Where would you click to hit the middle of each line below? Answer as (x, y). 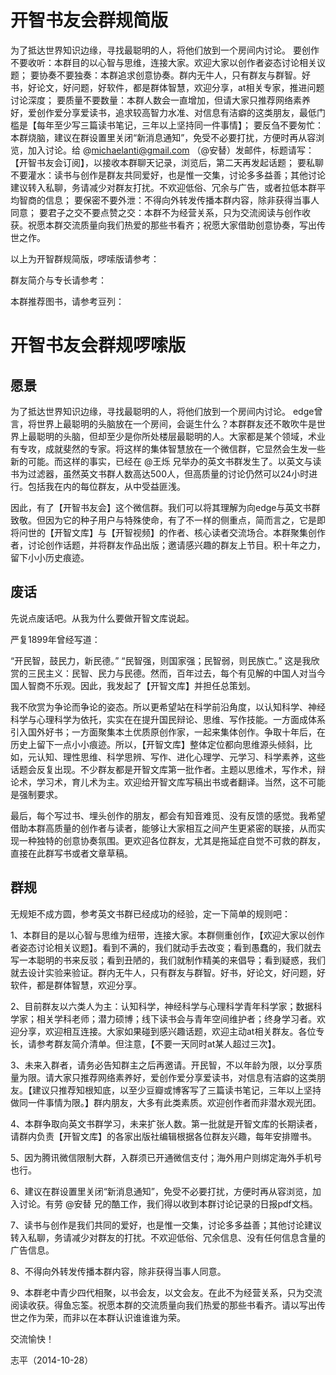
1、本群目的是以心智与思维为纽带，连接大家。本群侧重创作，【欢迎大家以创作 (167, 935)
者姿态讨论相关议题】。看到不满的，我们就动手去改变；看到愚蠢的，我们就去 (166, 947)
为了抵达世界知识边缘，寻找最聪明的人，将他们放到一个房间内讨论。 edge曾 (166, 411)
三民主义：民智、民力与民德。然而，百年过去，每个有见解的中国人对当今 (176, 673)
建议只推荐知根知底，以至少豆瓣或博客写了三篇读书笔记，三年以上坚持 (176, 1090)
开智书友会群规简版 (89, 20)
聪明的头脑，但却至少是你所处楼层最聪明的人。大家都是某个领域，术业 (181, 436)
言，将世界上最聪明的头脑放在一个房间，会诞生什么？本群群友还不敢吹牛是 (163, 423)
